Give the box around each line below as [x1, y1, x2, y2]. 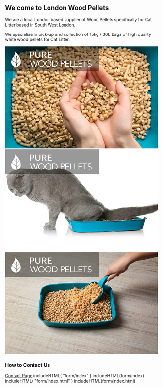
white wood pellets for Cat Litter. [5, 36, 70, 42]
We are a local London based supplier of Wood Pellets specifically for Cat [5, 17, 152, 22]
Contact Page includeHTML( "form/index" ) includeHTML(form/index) [5, 372, 145, 378]
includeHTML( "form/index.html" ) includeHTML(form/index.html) [5, 378, 136, 384]
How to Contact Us [5, 362, 50, 369]
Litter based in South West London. [5, 22, 76, 28]
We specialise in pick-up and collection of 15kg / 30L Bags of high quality [5, 31, 152, 37]
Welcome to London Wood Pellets [5, 4, 109, 12]
